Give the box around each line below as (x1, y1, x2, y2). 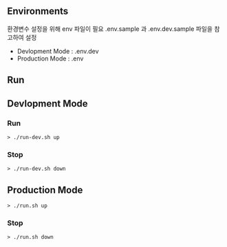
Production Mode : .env (17, 54, 84, 63)
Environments (7, 6, 69, 17)
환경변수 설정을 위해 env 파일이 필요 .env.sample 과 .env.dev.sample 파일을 (7, 24, 213, 33)
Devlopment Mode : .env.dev (17, 47, 99, 55)
